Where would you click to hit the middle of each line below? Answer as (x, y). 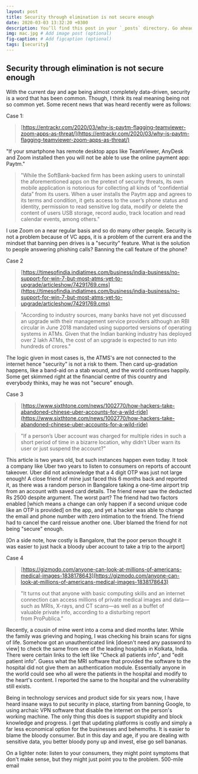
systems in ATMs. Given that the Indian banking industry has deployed (106, 333)
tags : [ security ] (27, 45)
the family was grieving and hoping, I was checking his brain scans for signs (99, 636)
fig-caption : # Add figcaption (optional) (59, 39)
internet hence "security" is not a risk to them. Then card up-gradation (92, 364)
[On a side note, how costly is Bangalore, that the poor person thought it (94, 540)
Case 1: (15, 116)
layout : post (22, 12)
